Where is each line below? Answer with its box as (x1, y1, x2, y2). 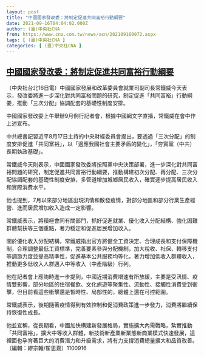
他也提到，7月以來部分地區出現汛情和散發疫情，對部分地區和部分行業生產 (6, 196, 190, 203)
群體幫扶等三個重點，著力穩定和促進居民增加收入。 (6, 224, 134, 231)
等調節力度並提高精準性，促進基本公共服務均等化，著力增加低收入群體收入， (6, 253, 198, 260)
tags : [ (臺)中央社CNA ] (6, 37, 66, 43)
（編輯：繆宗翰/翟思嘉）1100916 (6, 344, 87, 352)
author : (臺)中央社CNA (6, 25, 60, 32)
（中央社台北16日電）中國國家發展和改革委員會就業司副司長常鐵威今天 (6, 84, 182, 91)
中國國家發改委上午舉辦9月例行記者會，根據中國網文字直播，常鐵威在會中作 (6, 112, 196, 119)
